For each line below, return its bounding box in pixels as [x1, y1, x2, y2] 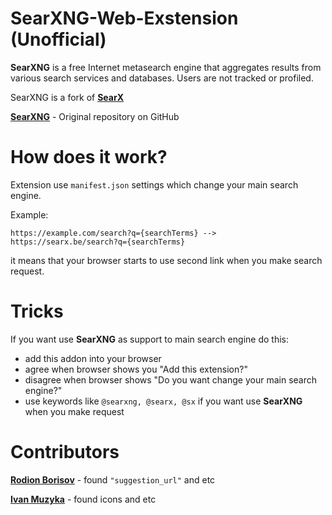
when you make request [24, 405, 125, 417]
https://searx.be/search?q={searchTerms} [10, 237, 186, 247]
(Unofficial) [10, 28, 107, 51]
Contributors [10, 441, 120, 463]
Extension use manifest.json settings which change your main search [10, 178, 299, 191]
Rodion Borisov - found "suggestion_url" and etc [10, 473, 216, 486]
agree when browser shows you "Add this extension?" [24, 363, 248, 375]
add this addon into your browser [24, 352, 162, 364]
